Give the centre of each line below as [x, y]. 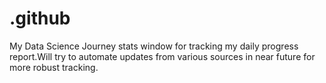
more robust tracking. [54, 67]
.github [40, 18]
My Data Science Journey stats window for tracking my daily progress [154, 46]
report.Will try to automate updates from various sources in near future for [162, 56]
